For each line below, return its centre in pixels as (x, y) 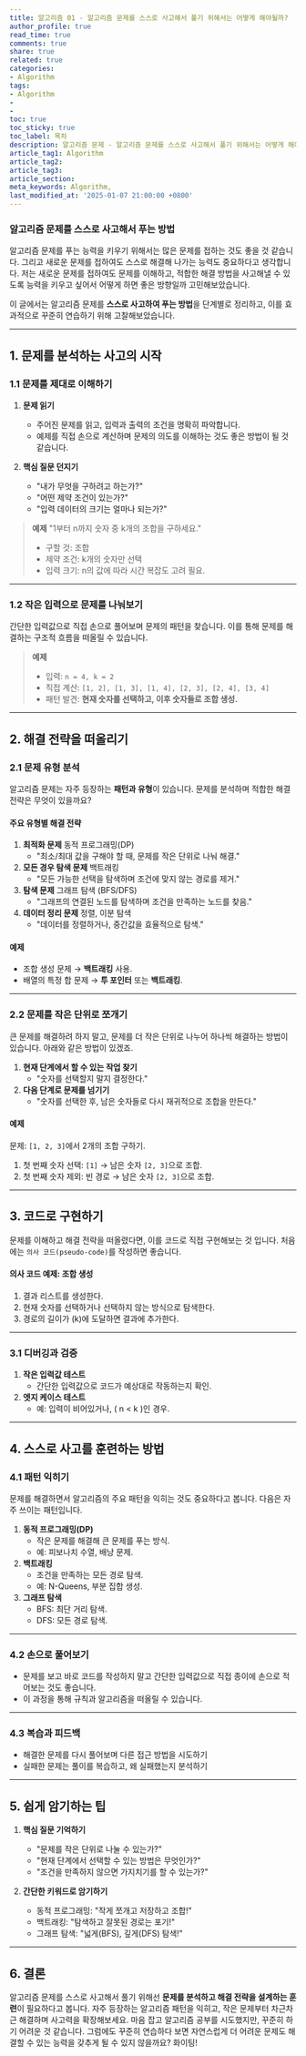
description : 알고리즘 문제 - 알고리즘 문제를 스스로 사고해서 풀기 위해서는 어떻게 (147, 145)
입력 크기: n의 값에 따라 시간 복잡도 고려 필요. (125, 570)
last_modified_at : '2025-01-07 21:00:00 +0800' (102, 196)
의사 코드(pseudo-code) (67, 1252)
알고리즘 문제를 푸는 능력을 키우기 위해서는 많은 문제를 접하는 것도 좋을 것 (139, 250)
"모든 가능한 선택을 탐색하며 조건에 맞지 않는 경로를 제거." (138, 879)
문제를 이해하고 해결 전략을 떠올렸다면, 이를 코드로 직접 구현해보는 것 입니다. (144, 1240)
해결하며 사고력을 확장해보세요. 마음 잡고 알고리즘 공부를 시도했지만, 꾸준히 (151, 2020)
